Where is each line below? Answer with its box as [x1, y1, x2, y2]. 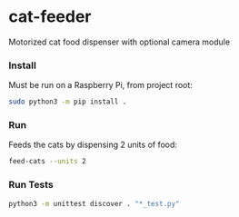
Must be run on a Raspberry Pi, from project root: [8, 80, 193, 91]
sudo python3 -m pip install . [8, 97, 127, 106]
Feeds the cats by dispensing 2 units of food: [8, 139, 178, 151]
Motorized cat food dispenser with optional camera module [8, 36, 231, 47]
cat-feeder [8, 6, 92, 27]
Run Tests [8, 179, 54, 192]
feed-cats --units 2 [8, 157, 87, 166]
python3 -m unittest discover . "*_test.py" [8, 199, 180, 208]
